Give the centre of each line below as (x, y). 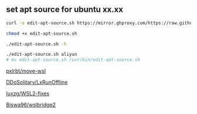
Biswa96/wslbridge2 (31, 105)
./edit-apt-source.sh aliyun (42, 55)
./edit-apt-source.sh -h (36, 44)
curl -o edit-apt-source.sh (40, 23)
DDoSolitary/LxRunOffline (37, 82)
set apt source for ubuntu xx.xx (64, 10)
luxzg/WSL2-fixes (28, 94)
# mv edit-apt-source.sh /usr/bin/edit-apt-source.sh (73, 60)
